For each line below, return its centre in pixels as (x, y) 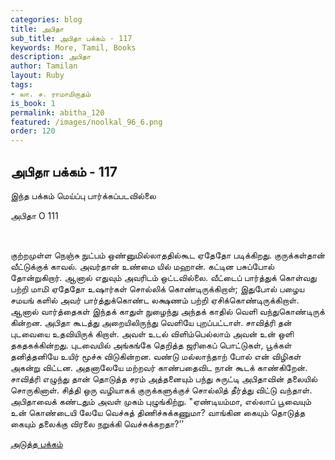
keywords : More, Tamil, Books (73, 47)
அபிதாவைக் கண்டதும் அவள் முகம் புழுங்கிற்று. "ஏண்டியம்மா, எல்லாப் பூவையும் (161, 401)
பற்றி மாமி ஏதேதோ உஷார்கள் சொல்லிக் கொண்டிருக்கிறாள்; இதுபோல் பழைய (157, 288)
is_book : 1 (33, 103)
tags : (21, 85)
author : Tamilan (44, 66)
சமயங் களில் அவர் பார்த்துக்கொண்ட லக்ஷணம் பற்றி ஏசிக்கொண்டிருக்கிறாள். (155, 300)
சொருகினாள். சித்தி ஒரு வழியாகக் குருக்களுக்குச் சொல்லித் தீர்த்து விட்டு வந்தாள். (161, 390)
